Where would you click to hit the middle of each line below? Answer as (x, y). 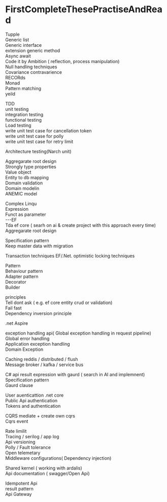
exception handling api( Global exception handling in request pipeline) (78, 333)
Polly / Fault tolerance (28, 447)
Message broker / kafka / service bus (44, 365)
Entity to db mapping (27, 177)
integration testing (24, 114)
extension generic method (33, 50)
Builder (13, 287)
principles (16, 297)
